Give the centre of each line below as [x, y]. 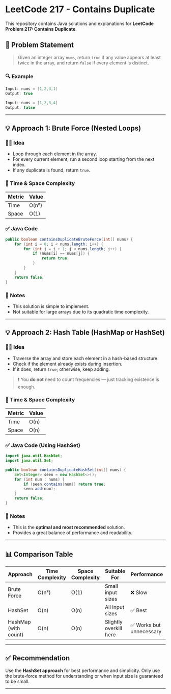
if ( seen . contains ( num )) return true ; [65, 484]
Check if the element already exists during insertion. [67, 364]
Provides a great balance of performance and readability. [73, 533]
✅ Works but [146, 625]
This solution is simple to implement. [51, 306]
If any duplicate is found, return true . [51, 170]
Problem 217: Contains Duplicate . [41, 29]
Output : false [20, 107]
